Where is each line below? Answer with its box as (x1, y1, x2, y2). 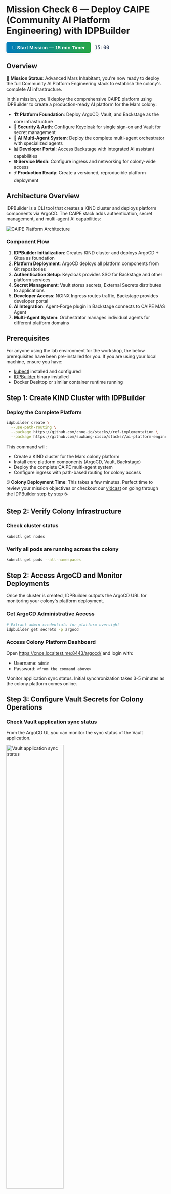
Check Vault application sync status (6, 718, 97, 725)
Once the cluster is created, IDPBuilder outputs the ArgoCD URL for (6, 593, 147, 599)
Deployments (6, 579, 50, 588)
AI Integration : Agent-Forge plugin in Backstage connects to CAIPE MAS (13, 303, 165, 309)
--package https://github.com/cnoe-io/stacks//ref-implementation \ (11, 430, 158, 435)
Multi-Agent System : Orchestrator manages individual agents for (13, 314, 150, 320)
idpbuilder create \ (6, 420, 50, 425)
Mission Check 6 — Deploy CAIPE (6, 4, 150, 15)
